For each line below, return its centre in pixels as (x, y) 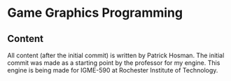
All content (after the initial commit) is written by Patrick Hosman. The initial (116, 55)
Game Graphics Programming (95, 13)
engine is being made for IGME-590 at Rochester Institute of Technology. (113, 70)
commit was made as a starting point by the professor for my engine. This (114, 63)
